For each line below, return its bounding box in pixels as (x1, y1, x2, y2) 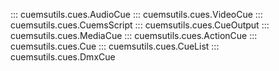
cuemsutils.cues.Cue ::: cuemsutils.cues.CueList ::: (10, 40, 220, 52)
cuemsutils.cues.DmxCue (10, 51, 116, 63)
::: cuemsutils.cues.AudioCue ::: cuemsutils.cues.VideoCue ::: (10, 9, 263, 20)
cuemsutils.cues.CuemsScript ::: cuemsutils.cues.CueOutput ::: (10, 19, 270, 31)
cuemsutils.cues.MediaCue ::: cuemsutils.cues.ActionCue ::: (10, 30, 258, 41)
